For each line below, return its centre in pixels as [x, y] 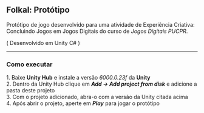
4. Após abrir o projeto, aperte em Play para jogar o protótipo [83, 103]
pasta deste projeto [31, 91]
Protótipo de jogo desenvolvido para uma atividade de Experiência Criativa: [101, 24]
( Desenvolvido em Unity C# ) [43, 43]
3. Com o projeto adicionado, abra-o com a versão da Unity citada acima [97, 97]
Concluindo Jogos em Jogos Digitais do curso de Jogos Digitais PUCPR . [97, 31]
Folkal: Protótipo [38, 10]
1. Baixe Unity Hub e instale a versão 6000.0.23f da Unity [78, 78]
